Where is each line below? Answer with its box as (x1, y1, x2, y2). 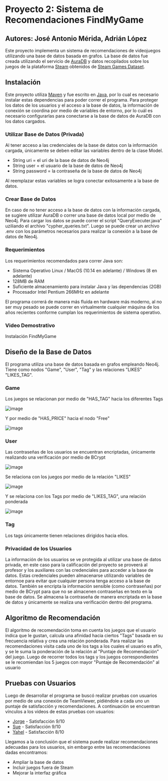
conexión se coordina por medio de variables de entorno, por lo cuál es (5, 107, 153, 114)
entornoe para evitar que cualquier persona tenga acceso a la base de (5, 578, 150, 584)
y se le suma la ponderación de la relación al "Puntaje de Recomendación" (5, 648, 159, 654)
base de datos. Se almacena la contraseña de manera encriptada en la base (5, 594, 162, 599)
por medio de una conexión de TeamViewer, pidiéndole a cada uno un (5, 698, 149, 704)
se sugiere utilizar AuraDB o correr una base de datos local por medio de (5, 212, 156, 218)
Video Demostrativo (5, 322, 55, 329)
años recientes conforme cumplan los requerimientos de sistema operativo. (5, 309, 161, 315)
